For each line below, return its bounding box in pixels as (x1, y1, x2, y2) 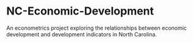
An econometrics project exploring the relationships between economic (6, 24, 187, 31)
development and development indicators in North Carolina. (6, 30, 157, 38)
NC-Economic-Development (6, 4, 154, 18)
